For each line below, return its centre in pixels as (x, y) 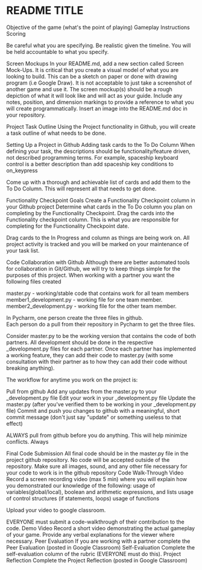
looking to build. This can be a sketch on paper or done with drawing (92, 76)
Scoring (16, 33)
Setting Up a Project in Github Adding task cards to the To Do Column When (100, 144)
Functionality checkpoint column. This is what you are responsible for (93, 219)
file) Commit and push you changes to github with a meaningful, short (93, 410)
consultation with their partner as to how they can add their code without (97, 361)
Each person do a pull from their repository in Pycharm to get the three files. (101, 324)
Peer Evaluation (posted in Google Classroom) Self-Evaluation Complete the (100, 547)
